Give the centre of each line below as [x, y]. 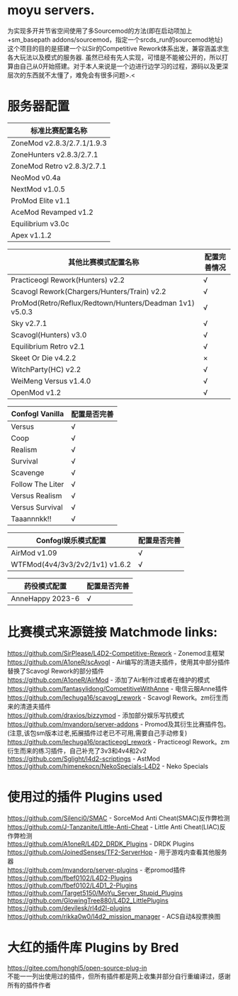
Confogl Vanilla [38, 413]
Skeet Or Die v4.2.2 [44, 358]
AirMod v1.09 [34, 553]
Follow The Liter [38, 484]
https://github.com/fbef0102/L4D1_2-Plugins [73, 885]
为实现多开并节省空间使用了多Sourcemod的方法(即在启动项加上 [100, 30]
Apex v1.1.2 [31, 235]
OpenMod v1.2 [36, 392]
